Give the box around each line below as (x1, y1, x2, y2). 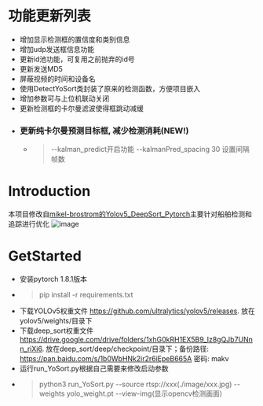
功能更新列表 (8, 7, 92, 25)
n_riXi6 (19, 344, 42, 354)
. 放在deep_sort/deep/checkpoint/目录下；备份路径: (42, 344, 210, 354)
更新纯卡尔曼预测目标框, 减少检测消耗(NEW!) (19, 125, 189, 136)
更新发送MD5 (19, 64, 63, 73)
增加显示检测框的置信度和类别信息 (19, 35, 130, 44)
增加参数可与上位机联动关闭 (19, 94, 110, 103)
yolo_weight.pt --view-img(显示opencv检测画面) (66, 389, 222, 398)
